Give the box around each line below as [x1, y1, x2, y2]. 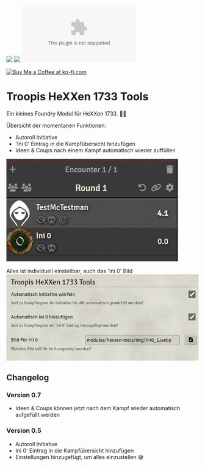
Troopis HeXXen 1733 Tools [6, 90, 149, 104]
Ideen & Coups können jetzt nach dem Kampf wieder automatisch [15, 405, 181, 412]
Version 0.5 [6, 427, 41, 435]
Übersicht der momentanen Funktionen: [6, 122, 107, 129]
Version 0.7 [6, 391, 41, 399]
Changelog [6, 372, 49, 383]
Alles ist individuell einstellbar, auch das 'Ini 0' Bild [6, 267, 133, 274]
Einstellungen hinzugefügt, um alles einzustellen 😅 [15, 453, 144, 460]
